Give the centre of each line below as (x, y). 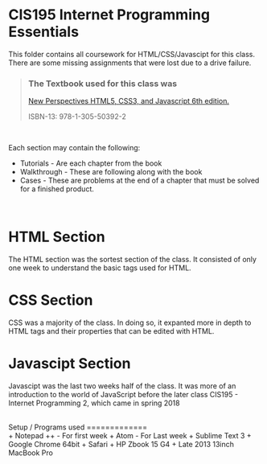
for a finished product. (57, 189)
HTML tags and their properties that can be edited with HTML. (111, 331)
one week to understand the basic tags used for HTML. (100, 268)
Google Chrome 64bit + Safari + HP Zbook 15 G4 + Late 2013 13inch (121, 445)
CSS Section (51, 300)
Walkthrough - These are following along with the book (111, 172)
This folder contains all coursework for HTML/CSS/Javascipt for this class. (132, 54)
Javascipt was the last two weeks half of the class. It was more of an (122, 386)
